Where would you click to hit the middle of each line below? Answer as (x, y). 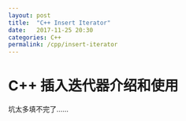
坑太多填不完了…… (39, 109)
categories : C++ (35, 37)
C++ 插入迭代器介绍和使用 (93, 86)
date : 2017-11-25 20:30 (50, 30)
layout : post (30, 15)
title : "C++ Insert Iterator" (60, 23)
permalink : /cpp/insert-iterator (63, 45)
